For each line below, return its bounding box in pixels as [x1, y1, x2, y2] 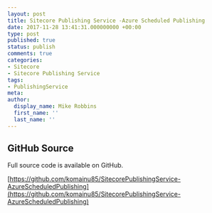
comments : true [7, 50, 53, 58]
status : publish [7, 43, 55, 50]
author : [7, 97, 31, 104]
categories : [7, 57, 43, 64]
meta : [7, 89, 23, 97]
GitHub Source [7, 143, 74, 155]
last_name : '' [14, 116, 55, 123]
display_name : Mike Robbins [14, 103, 97, 110]
